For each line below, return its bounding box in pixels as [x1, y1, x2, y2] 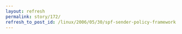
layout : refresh [5, 8, 45, 14]
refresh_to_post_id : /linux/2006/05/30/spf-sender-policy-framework [5, 19, 176, 25]
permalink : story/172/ [5, 14, 61, 20]
